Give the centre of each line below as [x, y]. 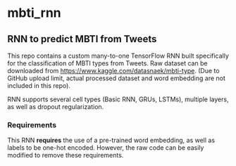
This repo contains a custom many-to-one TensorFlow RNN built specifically [118, 56]
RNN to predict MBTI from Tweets [82, 39]
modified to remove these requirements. [66, 155]
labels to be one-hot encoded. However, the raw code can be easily [106, 148]
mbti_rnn [34, 13]
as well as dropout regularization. [56, 107]
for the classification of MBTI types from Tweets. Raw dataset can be [107, 63]
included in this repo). [39, 85]
